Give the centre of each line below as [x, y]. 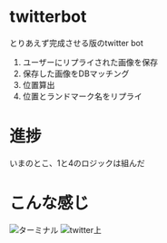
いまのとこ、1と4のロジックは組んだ [77, 163]
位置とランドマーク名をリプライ [82, 96]
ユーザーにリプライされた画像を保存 [90, 62]
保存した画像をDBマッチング [76, 73]
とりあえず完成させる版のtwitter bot [76, 43]
